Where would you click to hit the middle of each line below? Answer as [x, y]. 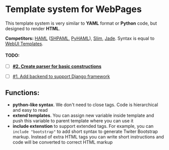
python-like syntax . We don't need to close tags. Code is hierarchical [85, 105]
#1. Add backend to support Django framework [61, 77]
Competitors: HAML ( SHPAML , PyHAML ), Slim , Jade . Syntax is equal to [80, 38]
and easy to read [30, 110]
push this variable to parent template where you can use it [73, 121]
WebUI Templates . [24, 43]
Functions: [22, 92]
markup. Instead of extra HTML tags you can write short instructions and [88, 137]
